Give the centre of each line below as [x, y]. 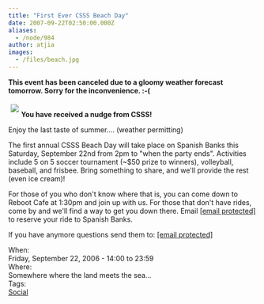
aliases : [23, 30]
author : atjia [32, 45]
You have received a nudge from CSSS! [87, 114]
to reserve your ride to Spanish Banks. [70, 219]
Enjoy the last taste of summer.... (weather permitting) [96, 129]
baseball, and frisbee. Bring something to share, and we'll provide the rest [128, 170]
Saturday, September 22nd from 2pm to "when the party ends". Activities [127, 153]
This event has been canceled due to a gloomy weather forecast [116, 82]
